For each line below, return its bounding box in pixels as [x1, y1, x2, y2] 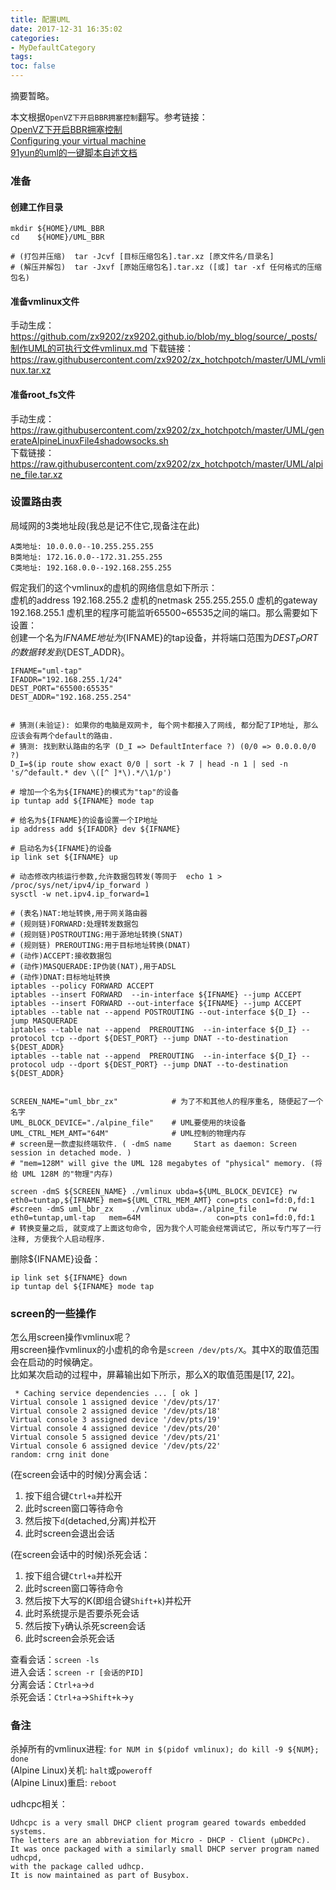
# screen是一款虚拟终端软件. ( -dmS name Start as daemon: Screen [10, 1139, 297, 1149]
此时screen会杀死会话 [24, 1632, 115, 1644]
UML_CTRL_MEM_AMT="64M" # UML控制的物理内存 [10, 1128, 247, 1138]
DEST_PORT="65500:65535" [10, 683, 114, 693]
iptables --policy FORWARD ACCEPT [10, 981, 155, 991]
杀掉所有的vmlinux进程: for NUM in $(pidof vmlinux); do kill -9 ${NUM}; [10, 1743, 320, 1755]
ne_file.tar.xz [10, 468, 63, 480]
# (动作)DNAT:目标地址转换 [10, 972, 111, 982]
